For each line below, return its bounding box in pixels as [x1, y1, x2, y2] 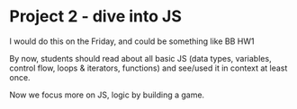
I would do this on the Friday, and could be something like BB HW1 [9, 36, 255, 46]
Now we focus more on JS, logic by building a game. [9, 89, 205, 100]
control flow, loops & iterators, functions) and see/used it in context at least [9, 63, 288, 73]
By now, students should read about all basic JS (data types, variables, [9, 53, 272, 63]
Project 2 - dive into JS [9, 6, 182, 27]
